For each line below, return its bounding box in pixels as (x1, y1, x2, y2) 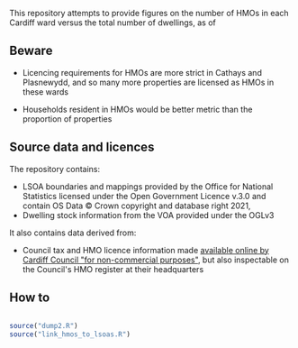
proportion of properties (22, 113, 113, 124)
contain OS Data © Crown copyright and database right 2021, (22, 200, 251, 211)
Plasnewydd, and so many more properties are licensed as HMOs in (22, 77, 275, 87)
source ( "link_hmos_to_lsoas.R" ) (9, 330, 131, 339)
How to (9, 290, 50, 306)
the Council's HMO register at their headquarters (22, 263, 204, 274)
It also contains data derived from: (9, 227, 137, 238)
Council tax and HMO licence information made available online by (22, 244, 270, 255)
